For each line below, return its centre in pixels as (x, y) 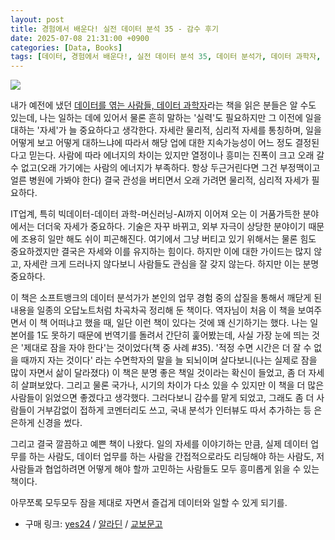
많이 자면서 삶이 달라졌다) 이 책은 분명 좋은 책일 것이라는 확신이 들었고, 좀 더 (158, 373)
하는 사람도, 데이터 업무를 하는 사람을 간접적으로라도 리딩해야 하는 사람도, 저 (176, 457)
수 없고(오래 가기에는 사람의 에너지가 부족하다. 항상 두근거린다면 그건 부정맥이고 (165, 168)
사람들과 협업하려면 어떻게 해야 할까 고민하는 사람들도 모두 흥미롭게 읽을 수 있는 (165, 469)
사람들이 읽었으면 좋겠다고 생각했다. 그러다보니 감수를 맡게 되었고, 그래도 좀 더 (162, 398)
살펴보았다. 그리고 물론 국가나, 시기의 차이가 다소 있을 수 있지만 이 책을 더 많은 (172, 385)
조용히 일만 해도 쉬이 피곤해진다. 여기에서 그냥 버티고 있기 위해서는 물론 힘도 (168, 239)
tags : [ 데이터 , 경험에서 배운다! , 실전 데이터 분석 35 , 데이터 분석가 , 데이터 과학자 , (166, 57)
